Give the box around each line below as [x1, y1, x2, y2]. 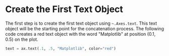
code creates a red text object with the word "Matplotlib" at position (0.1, [5, 31, 156, 37]
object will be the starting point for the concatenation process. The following [5, 25, 164, 31]
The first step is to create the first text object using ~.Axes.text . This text [5, 20, 157, 26]
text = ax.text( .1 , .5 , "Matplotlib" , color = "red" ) [5, 46, 116, 51]
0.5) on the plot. [5, 36, 39, 42]
